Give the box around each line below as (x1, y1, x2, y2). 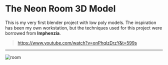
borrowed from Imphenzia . (5, 30, 61, 36)
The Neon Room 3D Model (5, 3, 116, 14)
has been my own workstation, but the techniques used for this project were (5, 24, 162, 30)
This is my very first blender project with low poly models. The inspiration (5, 19, 156, 25)
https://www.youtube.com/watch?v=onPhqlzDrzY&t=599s (17, 39, 137, 45)
